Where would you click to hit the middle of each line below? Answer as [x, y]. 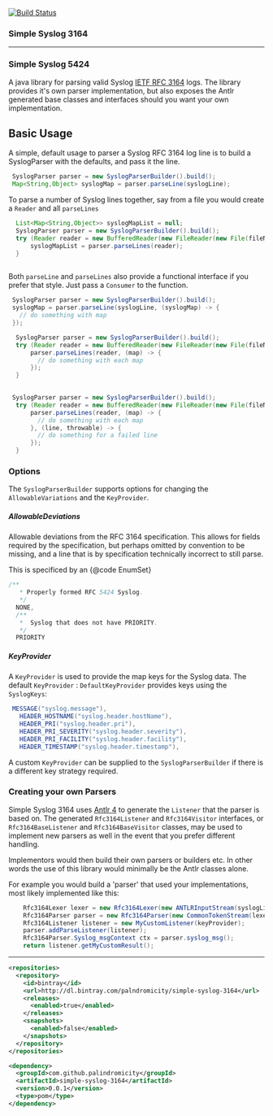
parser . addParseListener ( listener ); [85, 931]
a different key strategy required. [63, 771]
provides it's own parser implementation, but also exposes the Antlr [121, 90]
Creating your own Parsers [62, 791]
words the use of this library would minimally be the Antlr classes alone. [129, 868]
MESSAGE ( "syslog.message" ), [59, 709]
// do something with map [63, 316]
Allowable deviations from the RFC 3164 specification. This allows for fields [134, 537]
